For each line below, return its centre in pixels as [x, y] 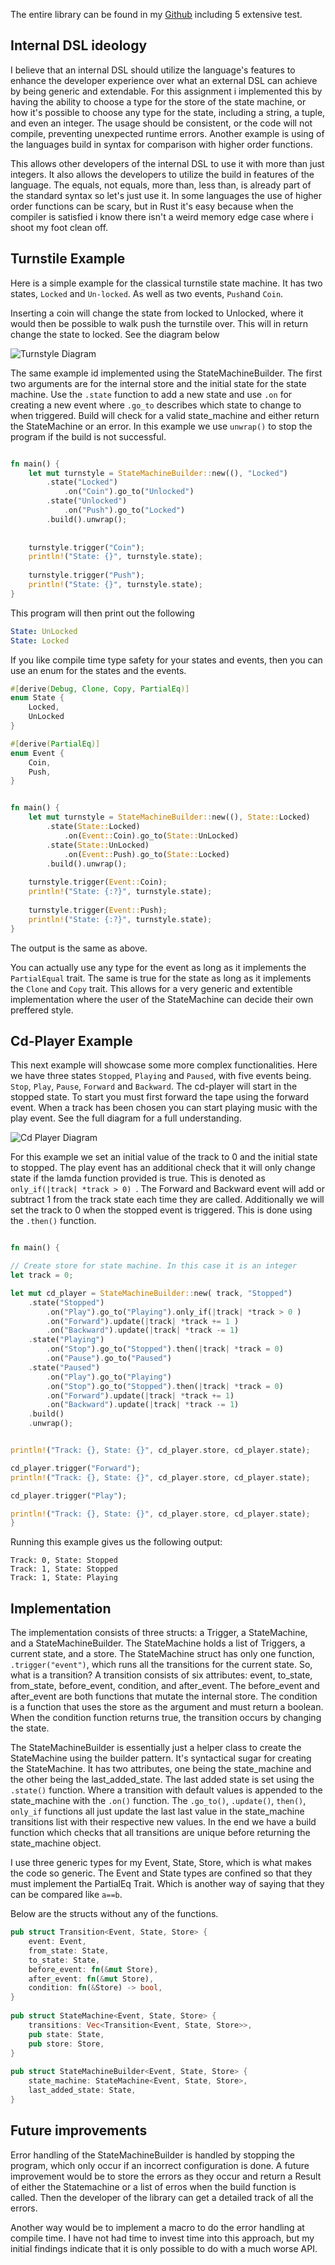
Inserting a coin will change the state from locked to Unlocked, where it [157, 313]
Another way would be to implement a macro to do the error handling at [157, 2227]
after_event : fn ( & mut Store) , [91, 1979]
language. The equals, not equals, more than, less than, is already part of [161, 185]
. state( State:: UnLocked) [98, 845]
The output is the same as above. [79, 948]
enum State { [37, 698]
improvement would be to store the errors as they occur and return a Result [166, 2176]
